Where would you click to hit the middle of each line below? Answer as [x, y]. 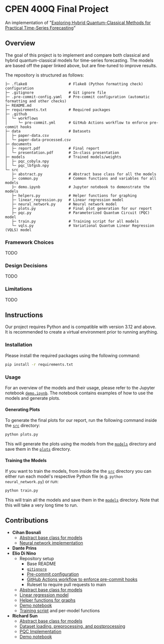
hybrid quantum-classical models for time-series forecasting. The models [79, 60]
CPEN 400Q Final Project [57, 9]
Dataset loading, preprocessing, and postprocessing [72, 626]
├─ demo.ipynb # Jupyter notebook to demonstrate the [81, 187]
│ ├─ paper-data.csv [27, 135]
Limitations [19, 289]
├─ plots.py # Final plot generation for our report [82, 208]
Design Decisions [26, 265]
